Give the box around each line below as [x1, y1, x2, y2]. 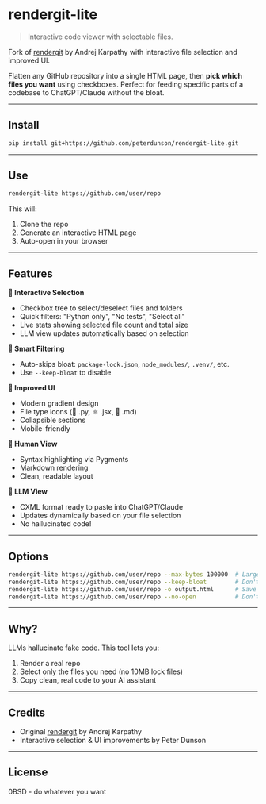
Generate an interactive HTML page [19, 228, 137, 237]
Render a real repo [19, 659, 81, 668]
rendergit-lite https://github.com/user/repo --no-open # [8, 593, 239, 601]
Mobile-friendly [19, 424, 71, 433]
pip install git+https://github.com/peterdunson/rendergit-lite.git [8, 139, 239, 148]
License [8, 766, 48, 779]
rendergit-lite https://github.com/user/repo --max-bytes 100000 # [8, 570, 239, 579]
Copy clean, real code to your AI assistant [19, 675, 157, 685]
